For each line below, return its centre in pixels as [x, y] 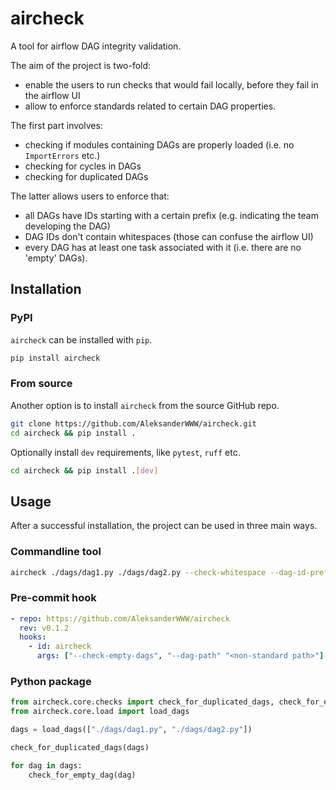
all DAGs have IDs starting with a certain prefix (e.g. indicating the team [171, 215]
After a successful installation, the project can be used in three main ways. [164, 526]
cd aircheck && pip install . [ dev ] [84, 470]
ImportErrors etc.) [62, 155]
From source [41, 384]
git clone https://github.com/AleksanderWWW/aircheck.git [133, 423]
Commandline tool [56, 552]
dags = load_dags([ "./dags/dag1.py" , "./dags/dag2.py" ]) [131, 730]
